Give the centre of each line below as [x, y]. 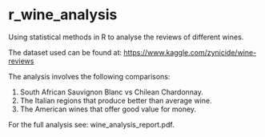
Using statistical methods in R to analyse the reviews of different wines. [126, 37]
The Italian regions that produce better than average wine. [116, 100]
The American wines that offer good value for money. [108, 109]
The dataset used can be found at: [65, 52]
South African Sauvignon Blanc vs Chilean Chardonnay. [112, 92]
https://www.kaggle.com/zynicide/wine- [190, 52]
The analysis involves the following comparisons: [89, 76]
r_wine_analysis [63, 15]
